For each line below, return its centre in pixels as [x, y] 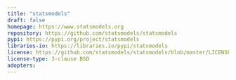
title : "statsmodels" [39, 14]
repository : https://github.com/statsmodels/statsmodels [92, 33]
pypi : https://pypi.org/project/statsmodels [73, 40]
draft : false [26, 20]
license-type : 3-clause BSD [48, 59]
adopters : [22, 65]
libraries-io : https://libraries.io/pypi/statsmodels [88, 46]
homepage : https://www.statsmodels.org [66, 26]
